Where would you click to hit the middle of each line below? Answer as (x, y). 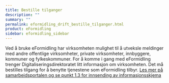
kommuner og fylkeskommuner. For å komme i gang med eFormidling (78, 59)
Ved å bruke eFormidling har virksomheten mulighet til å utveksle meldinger (84, 48)
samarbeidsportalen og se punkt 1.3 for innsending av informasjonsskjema (83, 75)
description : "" (22, 15)
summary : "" (18, 19)
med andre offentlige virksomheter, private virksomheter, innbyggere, (78, 53)
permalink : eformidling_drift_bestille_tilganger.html (65, 24)
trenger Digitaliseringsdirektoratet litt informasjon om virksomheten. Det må (84, 64)
